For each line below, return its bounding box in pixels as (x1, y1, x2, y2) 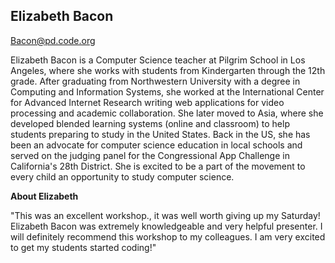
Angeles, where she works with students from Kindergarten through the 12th (10, 64, 326, 76)
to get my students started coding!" (10, 241, 157, 253)
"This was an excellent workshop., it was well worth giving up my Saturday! (10, 209, 321, 221)
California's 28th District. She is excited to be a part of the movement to (10, 160, 306, 172)
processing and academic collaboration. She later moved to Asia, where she (10, 107, 324, 119)
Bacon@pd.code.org (10, 34, 96, 46)
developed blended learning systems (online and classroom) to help (10, 117, 290, 129)
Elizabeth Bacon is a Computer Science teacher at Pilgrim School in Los (10, 54, 306, 66)
